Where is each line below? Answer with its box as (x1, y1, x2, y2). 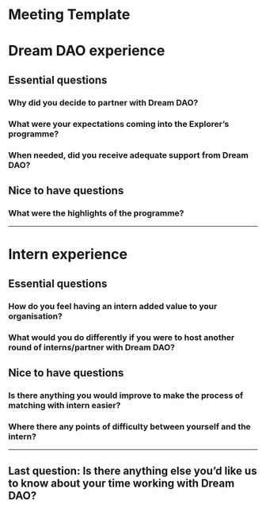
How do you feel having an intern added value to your (8, 300, 218, 311)
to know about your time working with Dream (8, 476, 235, 490)
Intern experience (8, 246, 128, 263)
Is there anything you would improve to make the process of (8, 390, 244, 401)
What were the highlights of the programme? (8, 208, 184, 219)
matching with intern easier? (8, 399, 121, 411)
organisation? (8, 311, 63, 322)
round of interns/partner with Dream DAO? (8, 342, 176, 353)
